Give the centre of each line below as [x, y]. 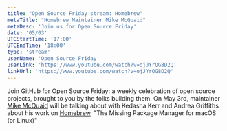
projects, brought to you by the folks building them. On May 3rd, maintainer [113, 98]
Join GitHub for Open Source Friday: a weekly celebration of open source [111, 91]
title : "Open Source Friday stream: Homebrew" [75, 13]
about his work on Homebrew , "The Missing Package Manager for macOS [112, 113]
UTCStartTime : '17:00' [40, 39]
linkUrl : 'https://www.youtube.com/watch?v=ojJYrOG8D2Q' [90, 71]
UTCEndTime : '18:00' [37, 46]
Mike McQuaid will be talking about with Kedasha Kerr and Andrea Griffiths [113, 105]
